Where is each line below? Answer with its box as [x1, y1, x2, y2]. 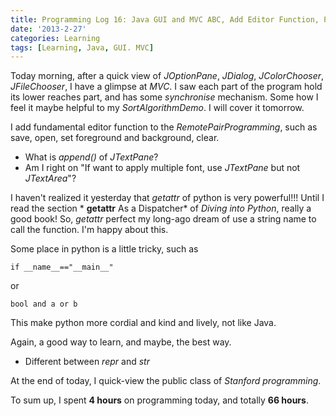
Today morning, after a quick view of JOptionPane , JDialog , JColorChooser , [10, 70, 325, 82]
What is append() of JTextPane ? [24, 151, 159, 163]
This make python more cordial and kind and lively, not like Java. [10, 317, 277, 329]
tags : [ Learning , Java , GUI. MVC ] [10, 42, 155, 53]
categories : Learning [10, 33, 101, 43]
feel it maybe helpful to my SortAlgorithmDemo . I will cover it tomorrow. [10, 102, 305, 114]
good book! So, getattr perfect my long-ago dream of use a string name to [10, 213, 317, 225]
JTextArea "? [24, 172, 77, 185]
